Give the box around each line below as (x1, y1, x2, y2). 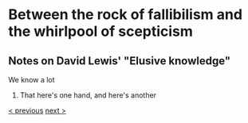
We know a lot (8, 75, 55, 84)
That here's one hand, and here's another (19, 90, 157, 100)
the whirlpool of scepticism (8, 22, 194, 40)
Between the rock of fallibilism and (8, 6, 243, 24)
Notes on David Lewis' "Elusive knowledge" (8, 54, 231, 67)
